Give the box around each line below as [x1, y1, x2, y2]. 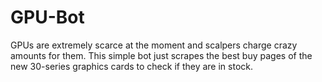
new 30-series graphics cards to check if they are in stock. [10, 60, 253, 72]
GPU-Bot [10, 6, 85, 29]
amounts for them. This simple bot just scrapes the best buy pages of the [10, 49, 313, 61]
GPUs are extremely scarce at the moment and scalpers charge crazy [10, 39, 298, 51]
